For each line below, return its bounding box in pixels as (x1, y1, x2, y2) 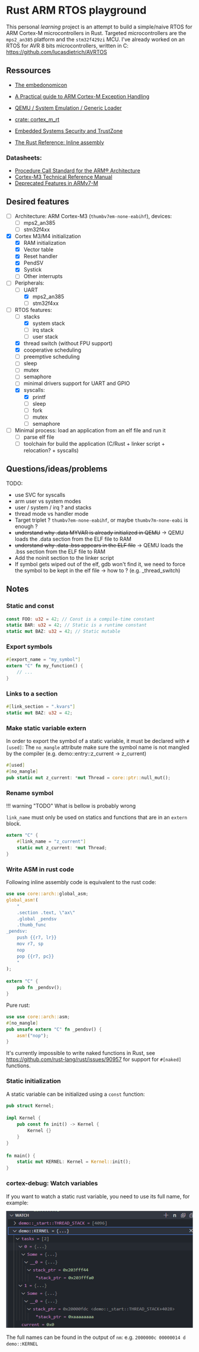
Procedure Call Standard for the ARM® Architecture (14, 167, 140, 174)
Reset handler (23, 253, 58, 260)
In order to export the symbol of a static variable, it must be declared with (6, 738, 185, 745)
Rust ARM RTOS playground (6, 4, 147, 17)
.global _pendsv (17, 916, 57, 922)
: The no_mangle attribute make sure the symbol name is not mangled (21, 744, 190, 751)
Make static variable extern (6, 724, 86, 732)
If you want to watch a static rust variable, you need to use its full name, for (6, 1192, 190, 1200)
